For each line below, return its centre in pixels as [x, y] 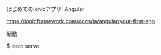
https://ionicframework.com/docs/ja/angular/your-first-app [81, 21]
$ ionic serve [23, 46]
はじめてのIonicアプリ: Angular [45, 9]
